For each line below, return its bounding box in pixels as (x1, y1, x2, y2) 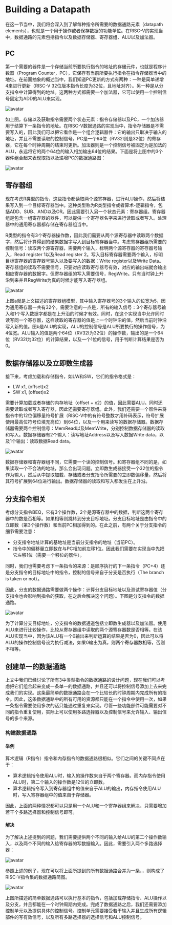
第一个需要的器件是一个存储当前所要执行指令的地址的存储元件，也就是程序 (5, 63, 162, 70)
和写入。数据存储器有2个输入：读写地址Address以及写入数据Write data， (5, 432, 160, 438)
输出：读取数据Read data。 (16, 438, 74, 444)
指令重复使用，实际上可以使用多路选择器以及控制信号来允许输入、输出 (14, 709, 162, 715)
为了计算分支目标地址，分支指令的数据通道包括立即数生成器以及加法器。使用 (5, 620, 167, 626)
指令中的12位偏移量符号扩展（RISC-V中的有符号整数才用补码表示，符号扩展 (5, 412, 164, 418)
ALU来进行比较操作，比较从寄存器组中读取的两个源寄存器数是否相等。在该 (5, 626, 162, 633)
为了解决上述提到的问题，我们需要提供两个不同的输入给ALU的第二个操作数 (5, 834, 162, 840)
